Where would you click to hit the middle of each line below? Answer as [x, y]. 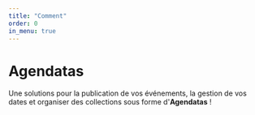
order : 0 [23, 23]
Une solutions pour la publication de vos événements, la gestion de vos [128, 93]
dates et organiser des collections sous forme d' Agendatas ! [110, 102]
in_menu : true [32, 31]
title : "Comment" [38, 16]
